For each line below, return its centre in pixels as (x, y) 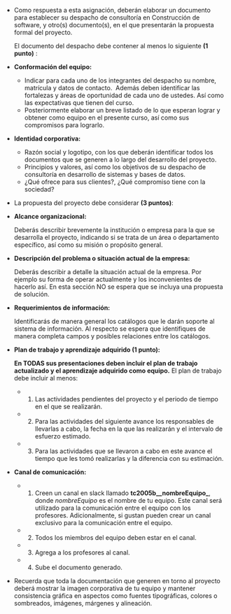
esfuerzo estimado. (63, 436)
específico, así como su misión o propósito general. (88, 245)
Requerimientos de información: (62, 308)
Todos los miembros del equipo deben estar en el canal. (116, 537)
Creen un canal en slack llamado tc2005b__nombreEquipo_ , (123, 493)
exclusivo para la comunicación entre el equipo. (104, 523)
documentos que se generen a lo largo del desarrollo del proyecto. (120, 159)
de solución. (32, 294)
